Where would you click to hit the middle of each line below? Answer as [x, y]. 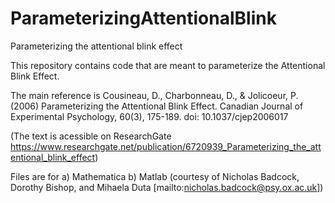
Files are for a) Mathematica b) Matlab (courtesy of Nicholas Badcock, [155, 176]
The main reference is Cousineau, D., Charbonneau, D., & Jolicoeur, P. [154, 95]
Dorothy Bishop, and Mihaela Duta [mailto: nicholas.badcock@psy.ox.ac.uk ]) [167, 187]
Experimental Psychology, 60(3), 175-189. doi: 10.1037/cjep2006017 [149, 116]
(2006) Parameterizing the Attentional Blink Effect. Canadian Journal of [157, 106]
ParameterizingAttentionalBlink [143, 18]
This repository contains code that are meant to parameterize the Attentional [168, 65]
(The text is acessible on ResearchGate [91, 136]
